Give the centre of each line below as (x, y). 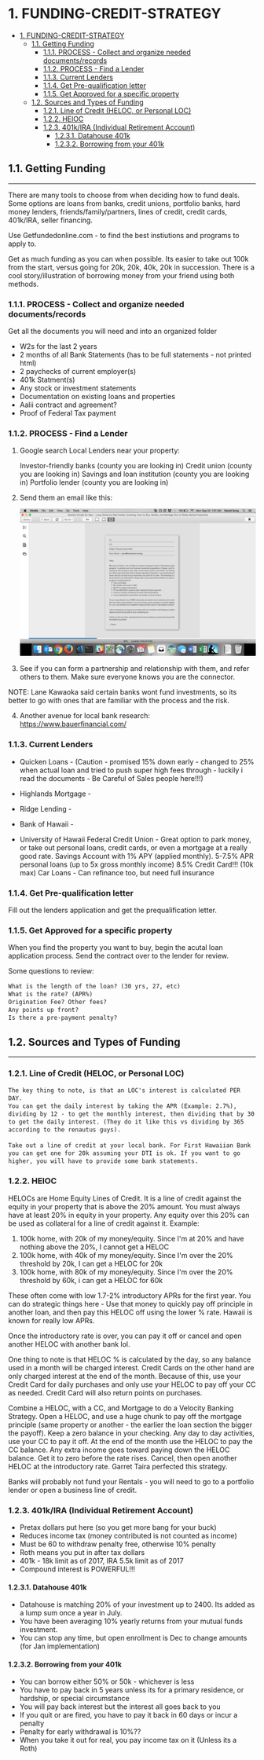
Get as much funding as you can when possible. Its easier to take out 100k (128, 258)
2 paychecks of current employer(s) (78, 372)
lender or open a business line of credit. (73, 1490)
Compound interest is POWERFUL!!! (77, 1569)
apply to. (22, 244)
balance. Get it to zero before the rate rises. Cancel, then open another (123, 1457)
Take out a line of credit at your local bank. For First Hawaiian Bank (130, 1146)
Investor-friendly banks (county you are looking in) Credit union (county (136, 466)
